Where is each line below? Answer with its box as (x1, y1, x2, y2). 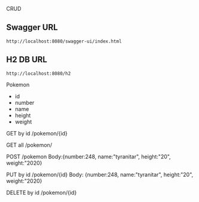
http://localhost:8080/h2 (6, 70, 71, 77)
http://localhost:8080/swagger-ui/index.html (6, 38, 122, 44)
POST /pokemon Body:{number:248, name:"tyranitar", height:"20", (6, 153, 171, 160)
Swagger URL (6, 22, 58, 32)
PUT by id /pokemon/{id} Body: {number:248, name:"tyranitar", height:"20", (6, 171, 194, 178)
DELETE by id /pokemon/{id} (6, 189, 77, 196)
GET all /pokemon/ (6, 141, 52, 149)
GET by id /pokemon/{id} (6, 129, 68, 137)
